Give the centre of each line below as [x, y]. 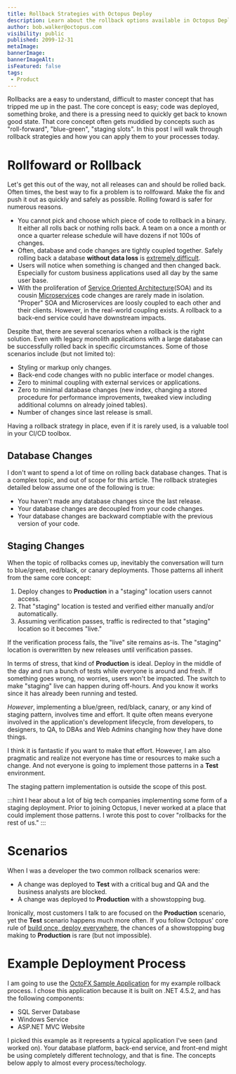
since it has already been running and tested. [73, 693]
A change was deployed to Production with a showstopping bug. [111, 899]
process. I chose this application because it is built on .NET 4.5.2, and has [114, 990]
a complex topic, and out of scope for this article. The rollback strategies [112, 480]
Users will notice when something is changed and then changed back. [119, 265]
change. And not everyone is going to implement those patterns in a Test [113, 765]
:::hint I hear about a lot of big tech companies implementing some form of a [117, 800]
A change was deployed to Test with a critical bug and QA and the [113, 884]
